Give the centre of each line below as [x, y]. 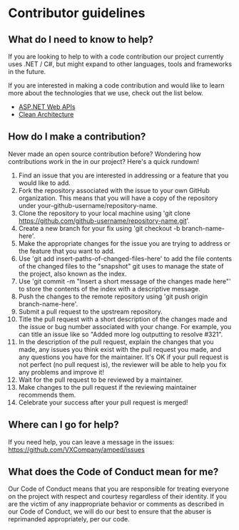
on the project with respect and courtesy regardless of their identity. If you [117, 497]
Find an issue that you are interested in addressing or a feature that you [123, 175]
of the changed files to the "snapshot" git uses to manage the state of [121, 266]
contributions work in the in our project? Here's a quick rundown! [103, 161]
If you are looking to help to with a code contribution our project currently [116, 56]
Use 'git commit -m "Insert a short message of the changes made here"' [124, 281]
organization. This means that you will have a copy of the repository [118, 198]
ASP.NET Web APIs [47, 107]
